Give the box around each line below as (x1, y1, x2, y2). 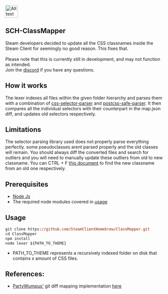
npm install (5, 236, 30, 241)
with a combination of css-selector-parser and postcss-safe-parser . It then (5, 100, 161, 106)
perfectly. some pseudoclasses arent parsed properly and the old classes (5, 144, 158, 150)
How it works (5, 82, 47, 90)
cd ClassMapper (5, 231, 37, 236)
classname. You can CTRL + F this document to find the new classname (5, 160, 155, 166)
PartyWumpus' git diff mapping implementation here (12, 283, 122, 289)
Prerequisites (5, 180, 48, 188)
